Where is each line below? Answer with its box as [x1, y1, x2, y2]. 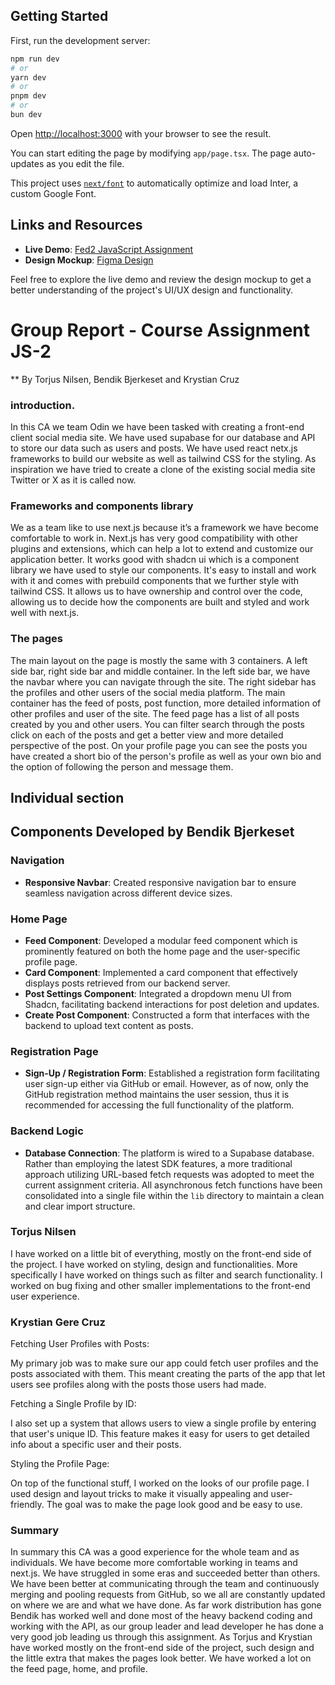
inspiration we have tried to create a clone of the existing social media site [10, 463, 316, 475]
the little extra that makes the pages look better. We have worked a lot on [10, 1652, 312, 1664]
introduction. [10, 398, 76, 412]
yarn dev [10, 72, 47, 83]
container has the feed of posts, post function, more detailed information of [10, 697, 322, 709]
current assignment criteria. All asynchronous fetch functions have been [24, 1179, 323, 1191]
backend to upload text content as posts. [24, 1019, 194, 1031]
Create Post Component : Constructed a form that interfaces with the [24, 1009, 310, 1021]
